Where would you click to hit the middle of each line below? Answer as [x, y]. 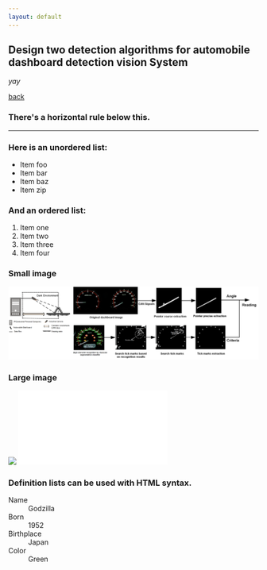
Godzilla [42, 509]
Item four [35, 253]
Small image [33, 274]
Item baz [34, 182]
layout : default [35, 17]
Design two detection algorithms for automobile [129, 50]
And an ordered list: [47, 210]
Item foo [33, 165]
